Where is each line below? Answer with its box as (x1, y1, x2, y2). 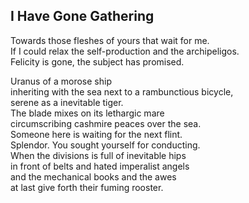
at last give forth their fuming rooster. (10, 181, 164, 193)
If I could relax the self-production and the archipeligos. (10, 45, 240, 57)
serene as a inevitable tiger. (10, 96, 124, 108)
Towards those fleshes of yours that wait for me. (10, 34, 210, 46)
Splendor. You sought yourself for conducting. (10, 139, 201, 151)
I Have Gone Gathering (10, 8, 155, 25)
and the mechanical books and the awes (10, 170, 177, 183)
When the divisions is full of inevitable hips (10, 149, 187, 161)
